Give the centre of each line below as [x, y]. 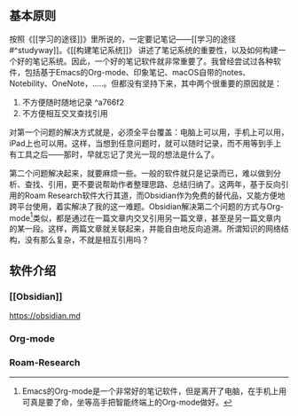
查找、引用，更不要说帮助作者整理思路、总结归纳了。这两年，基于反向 [153, 184]
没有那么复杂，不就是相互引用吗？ [86, 240]
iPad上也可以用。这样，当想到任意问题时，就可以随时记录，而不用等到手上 [145, 143]
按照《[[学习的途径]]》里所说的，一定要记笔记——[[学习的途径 [123, 39]
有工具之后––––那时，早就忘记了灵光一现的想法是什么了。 [114, 154]
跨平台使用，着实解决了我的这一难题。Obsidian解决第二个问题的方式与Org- [146, 206]
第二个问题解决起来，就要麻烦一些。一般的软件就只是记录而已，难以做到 [141, 173]
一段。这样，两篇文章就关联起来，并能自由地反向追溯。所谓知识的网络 [153, 229]
